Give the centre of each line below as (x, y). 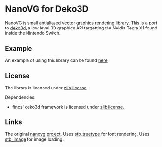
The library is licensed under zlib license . (47, 88)
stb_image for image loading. (34, 139)
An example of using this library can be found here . (57, 60)
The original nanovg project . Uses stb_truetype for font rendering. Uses (77, 134)
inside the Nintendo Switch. (33, 33)
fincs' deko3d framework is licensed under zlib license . (68, 107)
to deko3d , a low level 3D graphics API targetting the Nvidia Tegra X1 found (81, 28)
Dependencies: (20, 97)
